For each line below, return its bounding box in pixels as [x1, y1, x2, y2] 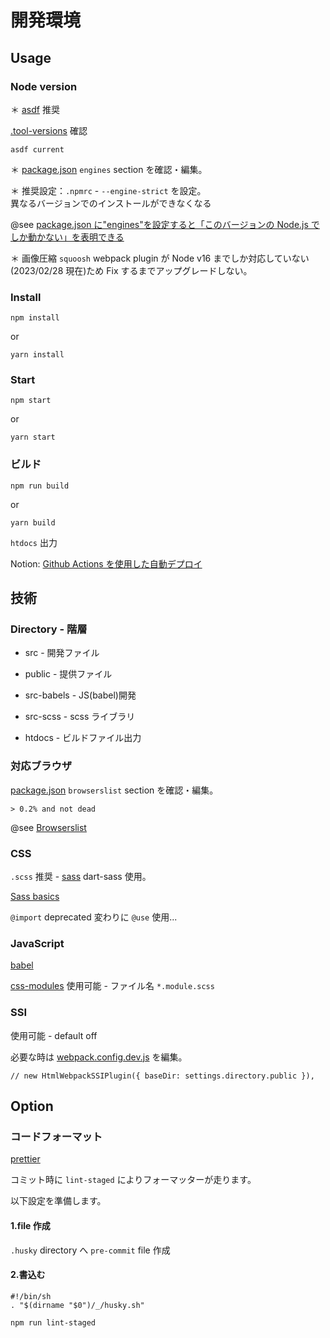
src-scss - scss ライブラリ [24, 711, 136, 723]
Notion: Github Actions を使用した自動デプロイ [10, 557, 203, 570]
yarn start [10, 432, 56, 443]
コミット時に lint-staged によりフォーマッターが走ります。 [10, 1174, 257, 1186]
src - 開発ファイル [24, 647, 100, 659]
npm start [10, 396, 52, 406]
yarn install [10, 350, 65, 360]
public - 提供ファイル [24, 668, 113, 680]
